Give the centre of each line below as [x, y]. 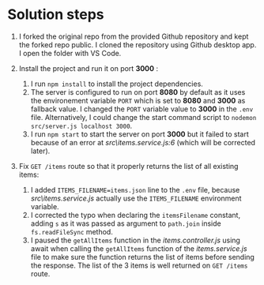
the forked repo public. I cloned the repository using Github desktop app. [138, 44]
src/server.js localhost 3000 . [81, 126]
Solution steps [56, 15]
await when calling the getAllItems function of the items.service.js [139, 248]
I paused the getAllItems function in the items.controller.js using [135, 240]
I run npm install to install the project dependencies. [117, 84]
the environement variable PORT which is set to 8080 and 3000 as [138, 100]
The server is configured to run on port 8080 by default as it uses [138, 92]
